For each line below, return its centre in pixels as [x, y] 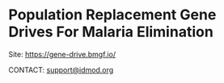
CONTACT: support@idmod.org [61, 69]
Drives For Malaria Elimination [111, 32]
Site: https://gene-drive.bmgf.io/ [62, 54]
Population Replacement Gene [112, 15]
